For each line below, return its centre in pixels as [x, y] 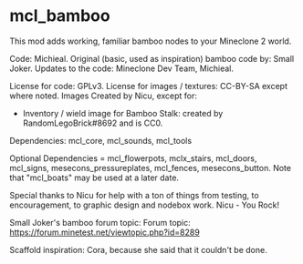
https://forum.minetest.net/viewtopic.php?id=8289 [105, 232]
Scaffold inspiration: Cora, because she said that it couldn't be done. [138, 249]
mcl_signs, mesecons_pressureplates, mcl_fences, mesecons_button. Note [151, 168]
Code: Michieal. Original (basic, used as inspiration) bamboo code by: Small [152, 58]
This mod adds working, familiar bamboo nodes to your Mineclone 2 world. [151, 41]
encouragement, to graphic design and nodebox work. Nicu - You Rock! [145, 205]
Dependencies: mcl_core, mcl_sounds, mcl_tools [101, 140]
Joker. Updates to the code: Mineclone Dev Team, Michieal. [122, 68]
